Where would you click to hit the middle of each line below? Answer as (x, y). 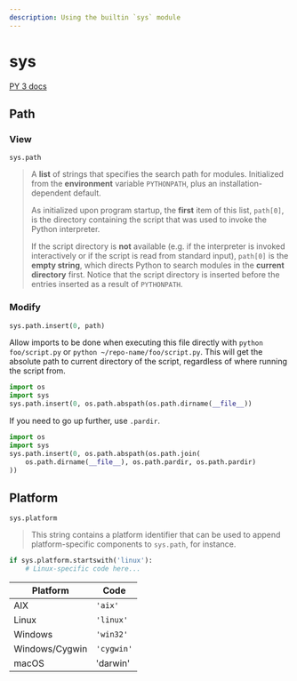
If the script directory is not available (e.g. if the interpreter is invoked (158, 246)
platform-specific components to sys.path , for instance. (133, 544)
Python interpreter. (65, 229)
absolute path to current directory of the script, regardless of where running (148, 362)
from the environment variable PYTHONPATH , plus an (124, 184)
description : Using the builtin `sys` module (95, 17)
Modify (25, 308)
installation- (241, 184)
